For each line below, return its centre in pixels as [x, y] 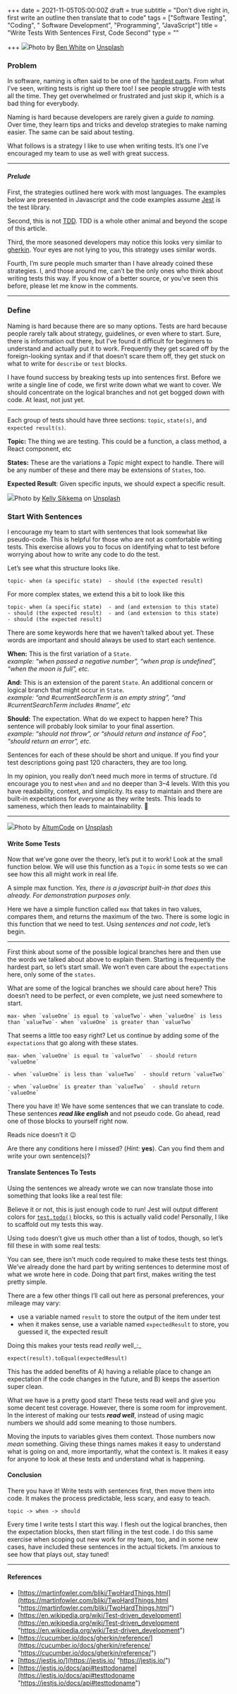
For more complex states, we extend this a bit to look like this [96, 594]
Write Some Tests [34, 843]
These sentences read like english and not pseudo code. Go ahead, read [114, 1114]
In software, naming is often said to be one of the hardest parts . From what [116, 81]
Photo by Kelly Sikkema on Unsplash [68, 498]
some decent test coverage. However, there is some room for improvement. [117, 1407]
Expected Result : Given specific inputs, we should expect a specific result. [116, 483]
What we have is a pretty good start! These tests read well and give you [111, 1400]
